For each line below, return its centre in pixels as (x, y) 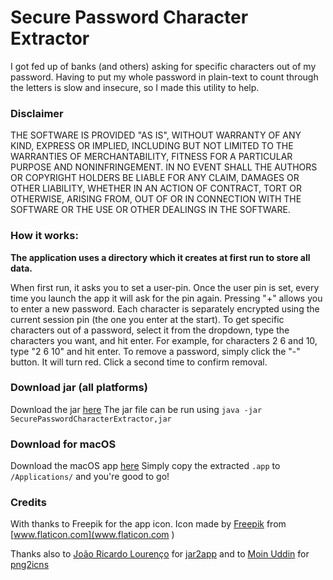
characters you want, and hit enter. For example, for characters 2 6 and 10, (164, 340)
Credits (28, 503)
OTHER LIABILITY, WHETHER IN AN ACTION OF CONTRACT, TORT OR (156, 188)
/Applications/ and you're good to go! (90, 477)
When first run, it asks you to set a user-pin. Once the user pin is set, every (165, 287)
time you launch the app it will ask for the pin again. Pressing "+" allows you (166, 298)
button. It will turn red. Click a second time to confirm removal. (139, 362)
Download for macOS (63, 444)
